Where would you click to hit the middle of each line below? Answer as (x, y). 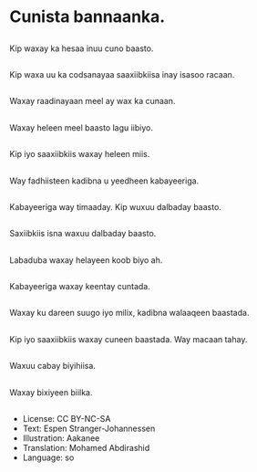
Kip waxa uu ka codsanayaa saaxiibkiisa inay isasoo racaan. (122, 74)
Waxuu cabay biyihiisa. (52, 366)
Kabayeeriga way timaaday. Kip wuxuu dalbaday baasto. (115, 206)
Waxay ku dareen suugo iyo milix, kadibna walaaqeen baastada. (129, 313)
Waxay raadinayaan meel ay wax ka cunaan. (93, 101)
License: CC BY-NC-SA (67, 419)
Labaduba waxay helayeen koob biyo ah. (86, 260)
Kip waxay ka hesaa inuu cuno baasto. (82, 48)
